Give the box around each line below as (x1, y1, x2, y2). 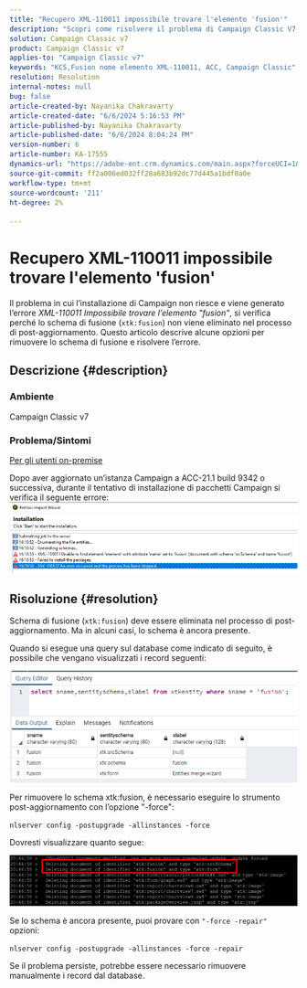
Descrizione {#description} (9, 363, 169, 378)
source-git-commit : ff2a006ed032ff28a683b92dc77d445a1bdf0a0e (9, 169, 251, 178)
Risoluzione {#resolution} (9, 590, 159, 607)
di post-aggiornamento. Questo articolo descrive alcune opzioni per (9, 327, 265, 338)
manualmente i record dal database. (9, 970, 145, 981)
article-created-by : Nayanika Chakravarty (9, 101, 174, 111)
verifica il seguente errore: (9, 492, 110, 503)
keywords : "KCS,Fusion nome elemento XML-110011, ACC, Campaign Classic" (9, 63, 297, 72)
